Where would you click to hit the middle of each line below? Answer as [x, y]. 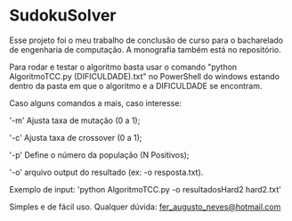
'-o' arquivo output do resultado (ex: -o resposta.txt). [106, 172]
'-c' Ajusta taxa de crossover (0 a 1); [76, 137]
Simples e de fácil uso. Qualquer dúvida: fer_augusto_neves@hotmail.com [145, 207]
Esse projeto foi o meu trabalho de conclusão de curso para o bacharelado [146, 40]
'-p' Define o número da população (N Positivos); [99, 155]
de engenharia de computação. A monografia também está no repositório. [146, 49]
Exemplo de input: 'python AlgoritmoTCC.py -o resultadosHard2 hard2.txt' [146, 189]
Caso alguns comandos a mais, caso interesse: [96, 102]
